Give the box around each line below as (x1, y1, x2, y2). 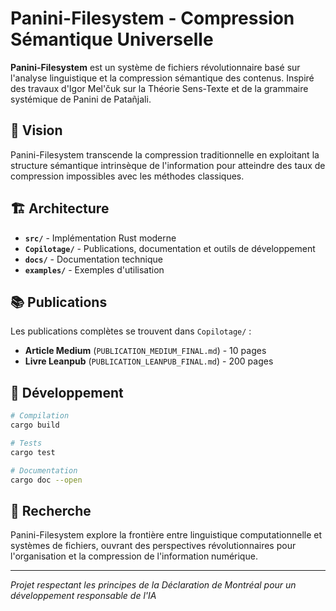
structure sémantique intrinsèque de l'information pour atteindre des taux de (10, 159, 326, 171)
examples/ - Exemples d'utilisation (24, 263, 165, 276)
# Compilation (10, 411, 70, 421)
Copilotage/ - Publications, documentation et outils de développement (24, 242, 316, 254)
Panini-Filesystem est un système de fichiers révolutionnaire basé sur (10, 61, 301, 73)
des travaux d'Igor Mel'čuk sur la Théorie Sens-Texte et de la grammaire (10, 82, 309, 94)
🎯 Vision (10, 122, 63, 139)
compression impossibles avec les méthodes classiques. (10, 170, 245, 182)
